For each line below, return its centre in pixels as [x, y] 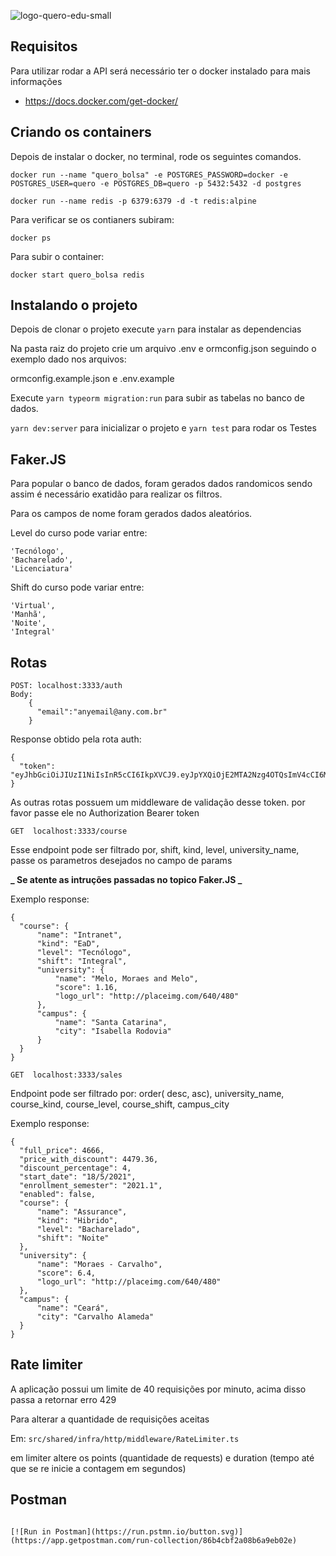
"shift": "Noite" [73, 1238]
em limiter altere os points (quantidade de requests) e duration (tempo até [162, 1457]
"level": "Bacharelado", [88, 1230]
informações [36, 81]
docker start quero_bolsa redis [77, 275]
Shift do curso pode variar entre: [77, 587]
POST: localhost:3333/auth [66, 686]
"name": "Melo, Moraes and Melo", [126, 979]
